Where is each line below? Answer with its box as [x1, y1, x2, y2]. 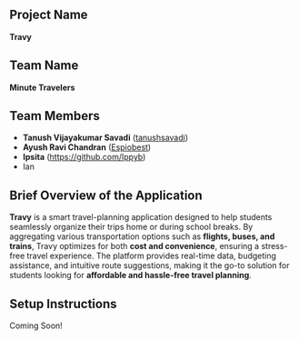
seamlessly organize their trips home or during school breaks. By [9, 222, 254, 233]
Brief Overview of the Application [9, 187, 203, 203]
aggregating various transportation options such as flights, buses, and [9, 231, 275, 242]
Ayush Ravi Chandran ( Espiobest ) [22, 142, 152, 153]
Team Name [9, 58, 79, 74]
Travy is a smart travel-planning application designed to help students [9, 212, 273, 223]
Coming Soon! [9, 320, 64, 331]
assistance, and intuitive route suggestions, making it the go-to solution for [9, 260, 290, 271]
